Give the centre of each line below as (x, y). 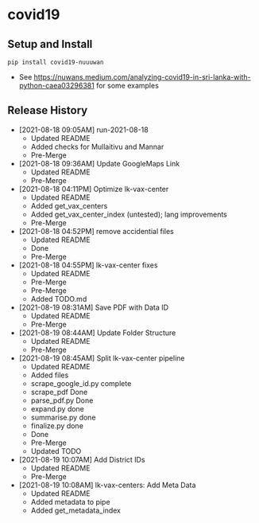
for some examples (128, 86)
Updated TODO (56, 451)
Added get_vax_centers (69, 205)
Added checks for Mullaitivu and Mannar (97, 146)
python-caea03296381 (56, 86)
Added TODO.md (59, 299)
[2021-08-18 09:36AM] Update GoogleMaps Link (99, 163)
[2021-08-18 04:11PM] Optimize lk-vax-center (94, 189)
